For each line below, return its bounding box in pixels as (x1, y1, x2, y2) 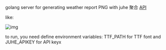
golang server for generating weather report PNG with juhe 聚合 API (5, 4, 147, 10)
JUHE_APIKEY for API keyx (5, 39, 62, 45)
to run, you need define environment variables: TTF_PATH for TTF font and (5, 34, 161, 39)
